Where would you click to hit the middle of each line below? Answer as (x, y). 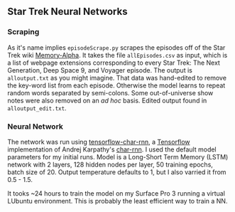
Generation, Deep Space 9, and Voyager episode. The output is (100, 70)
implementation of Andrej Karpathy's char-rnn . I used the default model (112, 149)
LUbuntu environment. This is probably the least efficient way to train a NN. (117, 201)
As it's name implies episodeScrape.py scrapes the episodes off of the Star (116, 47)
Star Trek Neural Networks (67, 12)
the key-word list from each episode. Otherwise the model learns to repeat (116, 85)
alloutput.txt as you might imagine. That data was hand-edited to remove (117, 78)
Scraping (23, 32)
